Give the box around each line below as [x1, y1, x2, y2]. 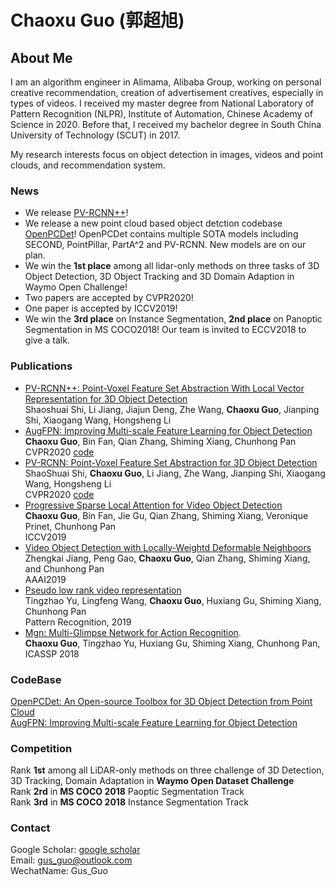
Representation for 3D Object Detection [24, 392, 188, 405]
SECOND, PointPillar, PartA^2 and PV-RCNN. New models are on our [24, 239, 307, 251]
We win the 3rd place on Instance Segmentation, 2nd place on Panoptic [24, 313, 323, 325]
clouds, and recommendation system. [10, 159, 166, 171]
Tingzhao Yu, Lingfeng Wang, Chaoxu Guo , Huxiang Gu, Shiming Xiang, [24, 594, 322, 606]
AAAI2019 [24, 573, 67, 585]
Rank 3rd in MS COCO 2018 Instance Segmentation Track [10, 796, 249, 808]
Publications [10, 359, 73, 373]
